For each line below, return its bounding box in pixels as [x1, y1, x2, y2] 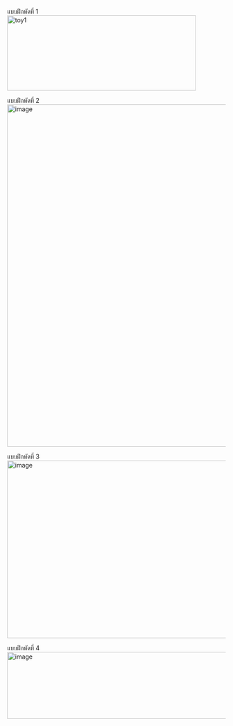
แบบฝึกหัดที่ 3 [7, 452, 40, 461]
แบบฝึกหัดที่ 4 [7, 644, 40, 652]
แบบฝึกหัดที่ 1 [7, 8, 39, 15]
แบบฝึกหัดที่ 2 [7, 97, 40, 104]
